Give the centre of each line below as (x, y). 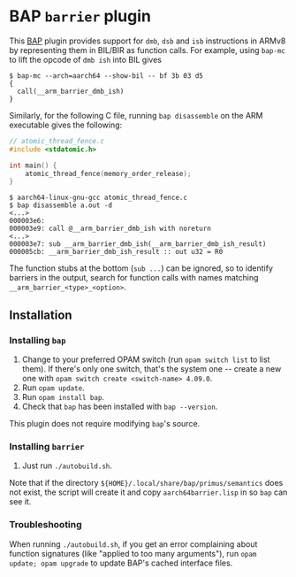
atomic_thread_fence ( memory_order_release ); (108, 173)
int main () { (33, 165)
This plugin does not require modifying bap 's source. (105, 423)
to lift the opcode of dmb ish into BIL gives (85, 59)
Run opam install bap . (63, 397)
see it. (20, 502)
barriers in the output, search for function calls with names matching (134, 278)
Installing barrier (47, 446)
